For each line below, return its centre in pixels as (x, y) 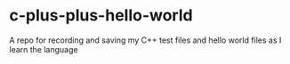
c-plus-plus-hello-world (101, 16)
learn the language (44, 49)
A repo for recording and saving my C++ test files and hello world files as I (145, 40)
